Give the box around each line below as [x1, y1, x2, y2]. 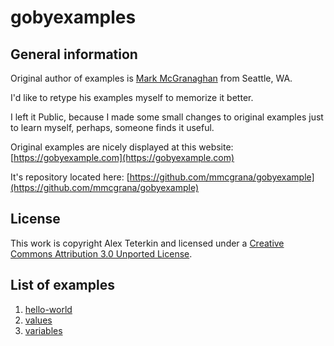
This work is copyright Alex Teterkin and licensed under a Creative [10, 237, 285, 249]
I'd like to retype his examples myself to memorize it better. [10, 92, 254, 103]
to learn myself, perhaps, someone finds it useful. [10, 122, 215, 133]
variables [24, 324, 63, 336]
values [24, 314, 53, 326]
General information [10, 46, 138, 63]
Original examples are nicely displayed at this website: [10, 141, 234, 153]
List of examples [10, 277, 115, 294]
